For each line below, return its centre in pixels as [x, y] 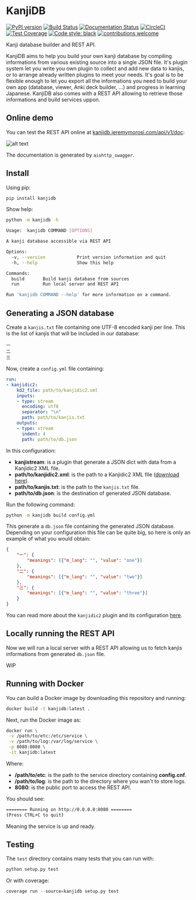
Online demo [30, 118]
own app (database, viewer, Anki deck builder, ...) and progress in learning [96, 87]
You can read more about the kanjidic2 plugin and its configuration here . [94, 615]
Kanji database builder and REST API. [51, 45]
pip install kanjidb [31, 198]
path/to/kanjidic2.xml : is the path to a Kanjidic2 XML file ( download [97, 474]
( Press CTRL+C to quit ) [35, 815]
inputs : [26, 396]
